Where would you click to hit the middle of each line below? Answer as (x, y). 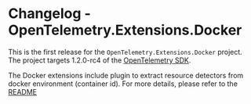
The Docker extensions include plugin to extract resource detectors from (126, 75)
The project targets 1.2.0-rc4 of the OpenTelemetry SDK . (100, 60)
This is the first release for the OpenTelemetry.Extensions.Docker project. (125, 52)
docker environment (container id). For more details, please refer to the (123, 84)
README (23, 91)
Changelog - (50, 14)
